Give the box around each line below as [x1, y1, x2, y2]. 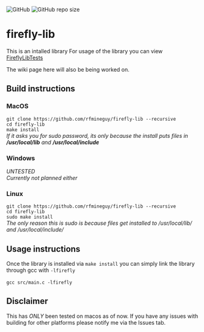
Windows [6, 154, 35, 162]
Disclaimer [6, 296, 48, 306]
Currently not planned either [6, 174, 78, 181]
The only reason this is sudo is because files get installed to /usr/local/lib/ [6, 219, 192, 227]
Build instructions [6, 83, 75, 94]
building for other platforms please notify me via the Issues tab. [6, 319, 166, 326]
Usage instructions [6, 244, 81, 254]
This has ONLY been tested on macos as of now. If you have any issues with [6, 312, 199, 320]
